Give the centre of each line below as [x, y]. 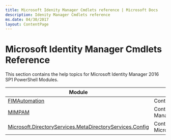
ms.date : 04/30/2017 [27, 19]
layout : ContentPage [27, 24]
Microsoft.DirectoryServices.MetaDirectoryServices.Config [78, 127]
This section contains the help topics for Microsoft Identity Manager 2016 [82, 74]
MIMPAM [19, 113]
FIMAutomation [26, 101]
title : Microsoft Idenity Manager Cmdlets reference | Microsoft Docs [82, 10]
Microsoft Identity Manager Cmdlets [83, 49]
